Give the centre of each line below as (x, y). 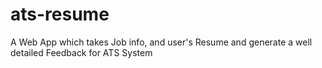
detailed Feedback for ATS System (81, 52)
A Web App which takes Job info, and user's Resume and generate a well (161, 42)
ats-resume (60, 14)
